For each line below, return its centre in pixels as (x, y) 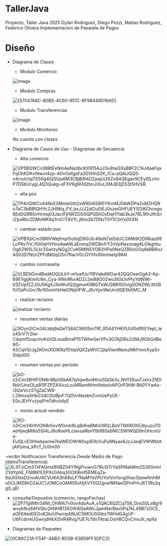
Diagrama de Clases (33, 62)
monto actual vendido (42, 410)
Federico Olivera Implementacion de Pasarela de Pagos (62, 27)
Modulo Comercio (38, 71)
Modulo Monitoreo (39, 129)
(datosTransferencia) (27, 462)
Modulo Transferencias (44, 110)
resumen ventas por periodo (49, 364)
